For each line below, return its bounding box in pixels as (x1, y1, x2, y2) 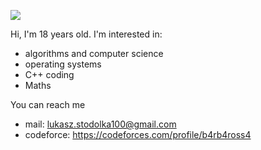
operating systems (24, 58, 102, 70)
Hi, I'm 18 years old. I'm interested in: (10, 28, 163, 40)
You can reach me (10, 99, 86, 110)
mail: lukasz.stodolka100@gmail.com (24, 118, 177, 130)
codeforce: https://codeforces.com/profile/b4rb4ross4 (24, 129, 252, 140)
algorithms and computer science (24, 48, 164, 59)
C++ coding (24, 69, 75, 80)
